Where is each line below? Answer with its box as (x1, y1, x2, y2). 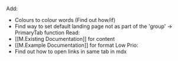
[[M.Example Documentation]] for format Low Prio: (14, 41, 138, 49)
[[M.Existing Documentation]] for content (14, 36, 115, 42)
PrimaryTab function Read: (14, 29, 80, 36)
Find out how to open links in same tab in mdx (14, 48, 127, 55)
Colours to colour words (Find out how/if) (14, 17, 116, 23)
